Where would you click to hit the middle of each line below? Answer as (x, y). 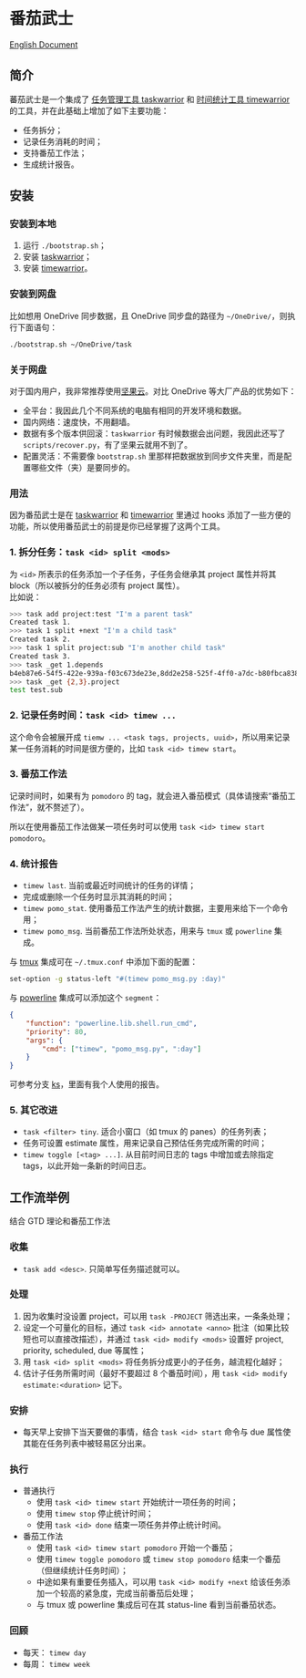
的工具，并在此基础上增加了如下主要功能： (89, 110)
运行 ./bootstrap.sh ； (64, 245)
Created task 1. (40, 622)
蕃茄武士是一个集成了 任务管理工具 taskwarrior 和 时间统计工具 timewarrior (149, 99)
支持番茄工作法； (55, 152)
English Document (44, 44)
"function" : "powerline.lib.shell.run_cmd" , (112, 1023)
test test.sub (36, 690)
